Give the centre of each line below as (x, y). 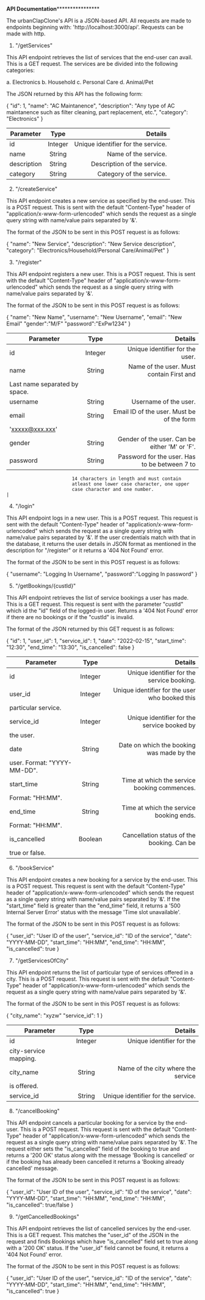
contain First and (171, 374)
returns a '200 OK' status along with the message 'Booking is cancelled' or (100, 1155)
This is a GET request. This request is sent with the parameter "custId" (95, 604)
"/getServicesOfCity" (42, 960)
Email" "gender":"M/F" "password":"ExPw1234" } (69, 324)
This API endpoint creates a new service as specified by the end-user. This (101, 201)
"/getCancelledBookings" (47, 1217)
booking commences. (165, 788)
